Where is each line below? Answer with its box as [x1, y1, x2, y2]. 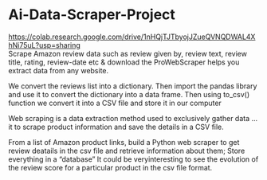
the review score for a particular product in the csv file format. [8, 162, 213, 172]
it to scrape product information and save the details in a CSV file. [8, 122, 225, 131]
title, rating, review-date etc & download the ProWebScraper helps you [8, 57, 240, 67]
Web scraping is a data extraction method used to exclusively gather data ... [8, 113, 258, 123]
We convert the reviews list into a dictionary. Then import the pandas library [8, 81, 257, 91]
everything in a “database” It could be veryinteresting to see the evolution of [8, 154, 259, 164]
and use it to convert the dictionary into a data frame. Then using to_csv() [8, 89, 250, 99]
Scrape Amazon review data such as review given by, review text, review [8, 49, 247, 58]
